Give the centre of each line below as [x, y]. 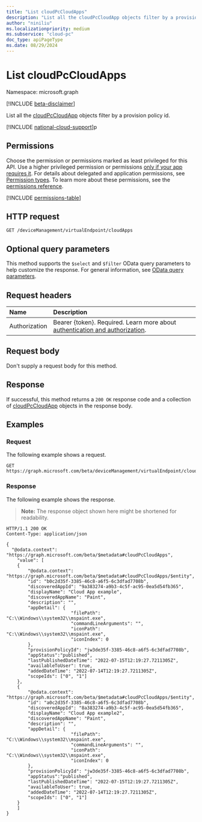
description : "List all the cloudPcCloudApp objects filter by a [90, 17]
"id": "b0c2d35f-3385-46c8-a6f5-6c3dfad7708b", [88, 581]
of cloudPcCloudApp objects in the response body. [69, 406]
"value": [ [31, 560]
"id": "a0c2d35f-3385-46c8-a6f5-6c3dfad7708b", [88, 703]
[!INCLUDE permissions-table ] [44, 198]
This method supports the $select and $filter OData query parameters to [99, 263]
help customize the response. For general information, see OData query [95, 270]
